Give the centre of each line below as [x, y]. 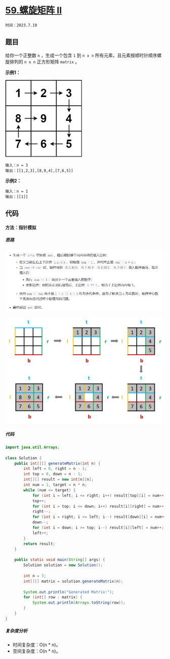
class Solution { [24, 458]
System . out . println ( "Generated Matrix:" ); [69, 592]
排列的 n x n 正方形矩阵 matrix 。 [45, 61]
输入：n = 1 [17, 191]
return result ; [39, 544]
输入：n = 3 [17, 165]
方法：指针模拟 [21, 227]
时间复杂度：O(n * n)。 [36, 645]
